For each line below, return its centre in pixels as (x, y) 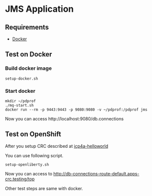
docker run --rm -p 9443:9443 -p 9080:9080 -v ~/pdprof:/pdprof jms (76, 110)
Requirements (27, 27)
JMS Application (40, 9)
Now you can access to (29, 173)
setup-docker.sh (22, 79)
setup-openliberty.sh (27, 165)
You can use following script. (34, 155)
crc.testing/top (20, 179)
